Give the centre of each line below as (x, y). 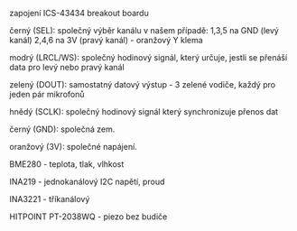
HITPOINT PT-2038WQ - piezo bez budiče (88, 217)
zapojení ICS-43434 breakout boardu (79, 13)
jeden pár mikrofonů (47, 94)
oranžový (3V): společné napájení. (73, 147)
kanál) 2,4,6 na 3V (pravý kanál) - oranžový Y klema (106, 40)
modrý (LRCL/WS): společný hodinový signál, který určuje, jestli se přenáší (148, 57)
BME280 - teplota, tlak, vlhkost (67, 164)
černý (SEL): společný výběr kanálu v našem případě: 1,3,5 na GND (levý (144, 30)
